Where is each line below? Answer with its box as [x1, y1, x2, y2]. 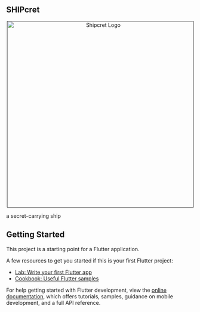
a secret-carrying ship [6, 212, 61, 220]
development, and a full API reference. [6, 299, 101, 306]
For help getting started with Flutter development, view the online [6, 286, 167, 294]
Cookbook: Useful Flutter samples [14, 274, 99, 282]
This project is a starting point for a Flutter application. [6, 245, 140, 252]
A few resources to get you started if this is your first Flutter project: [6, 257, 173, 264]
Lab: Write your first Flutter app [14, 268, 93, 276]
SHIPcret [6, 5, 40, 15]
